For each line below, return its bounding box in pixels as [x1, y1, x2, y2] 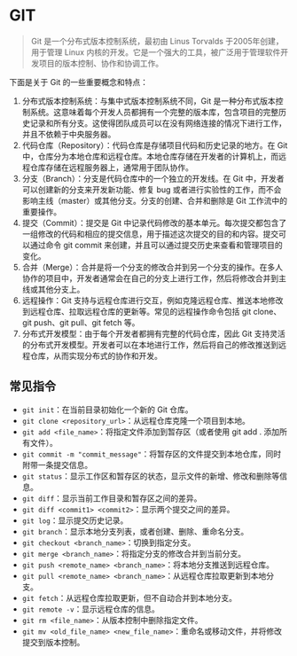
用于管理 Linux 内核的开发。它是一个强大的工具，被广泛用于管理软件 [30, 46, 281, 58]
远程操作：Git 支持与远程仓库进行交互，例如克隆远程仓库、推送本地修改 [21, 294, 284, 306]
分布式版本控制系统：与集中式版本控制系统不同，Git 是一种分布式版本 [21, 95, 277, 106]
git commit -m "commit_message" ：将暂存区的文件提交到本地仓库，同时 [21, 449, 282, 459]
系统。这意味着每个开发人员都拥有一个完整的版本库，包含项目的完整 [29, 106, 279, 117]
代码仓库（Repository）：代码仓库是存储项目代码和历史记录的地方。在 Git [21, 139, 288, 151]
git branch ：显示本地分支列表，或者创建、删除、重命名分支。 [21, 526, 249, 536]
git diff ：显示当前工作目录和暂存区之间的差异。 [21, 493, 202, 504]
